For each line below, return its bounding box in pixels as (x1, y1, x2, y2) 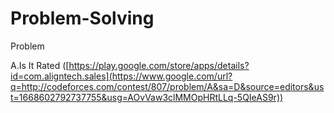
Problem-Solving (10, 7, 155, 30)
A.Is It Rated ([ (10, 59, 70, 71)
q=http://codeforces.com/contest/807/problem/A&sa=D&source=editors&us (10, 80, 325, 92)
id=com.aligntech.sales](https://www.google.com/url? (10, 70, 233, 82)
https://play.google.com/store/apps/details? (68, 59, 250, 71)
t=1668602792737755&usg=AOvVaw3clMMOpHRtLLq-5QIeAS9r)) (10, 91, 284, 103)
